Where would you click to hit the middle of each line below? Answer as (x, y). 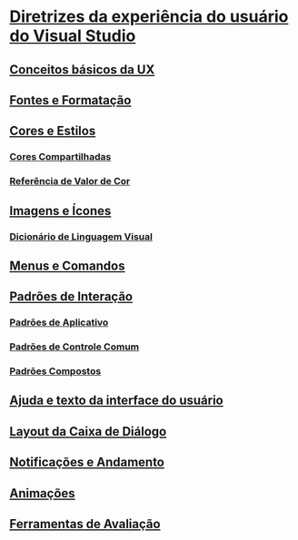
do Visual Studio (73, 36)
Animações (42, 493)
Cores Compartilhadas (60, 157)
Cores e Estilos (53, 131)
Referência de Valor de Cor (70, 182)
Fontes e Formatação (70, 100)
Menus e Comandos (67, 265)
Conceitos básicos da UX (82, 69)
